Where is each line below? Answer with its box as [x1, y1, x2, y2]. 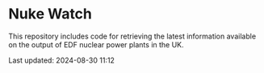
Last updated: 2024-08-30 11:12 [8, 55, 115, 65]
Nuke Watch [8, 5, 93, 23]
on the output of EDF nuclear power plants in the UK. [8, 39, 184, 49]
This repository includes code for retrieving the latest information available [8, 31, 257, 41]
